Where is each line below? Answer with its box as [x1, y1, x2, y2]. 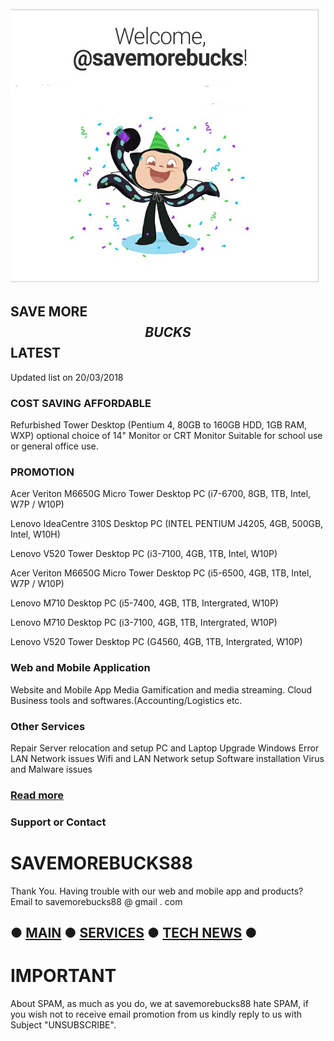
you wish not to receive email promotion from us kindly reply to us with [10, 1008, 303, 1021]
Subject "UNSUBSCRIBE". [10, 1019, 117, 1031]
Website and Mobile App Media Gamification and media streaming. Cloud [10, 683, 313, 696]
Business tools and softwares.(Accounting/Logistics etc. [10, 694, 243, 706]
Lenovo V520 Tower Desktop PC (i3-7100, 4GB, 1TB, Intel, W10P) [10, 548, 278, 560]
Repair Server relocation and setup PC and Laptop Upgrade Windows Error [10, 742, 320, 754]
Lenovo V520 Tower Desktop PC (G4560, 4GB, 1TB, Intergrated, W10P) [10, 636, 303, 648]
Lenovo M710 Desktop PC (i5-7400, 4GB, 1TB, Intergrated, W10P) [10, 597, 279, 609]
